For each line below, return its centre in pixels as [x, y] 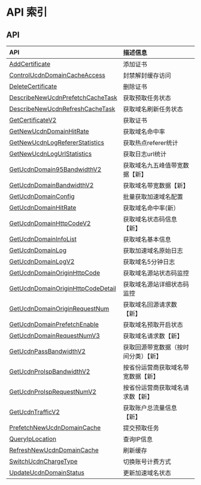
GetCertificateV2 [33, 120]
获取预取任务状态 [147, 98]
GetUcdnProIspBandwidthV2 [50, 372]
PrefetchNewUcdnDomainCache [55, 428]
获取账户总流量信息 [150, 408]
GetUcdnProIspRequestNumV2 [53, 392]
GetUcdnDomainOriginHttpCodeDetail [63, 288]
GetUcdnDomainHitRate [43, 207]
